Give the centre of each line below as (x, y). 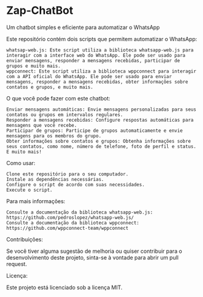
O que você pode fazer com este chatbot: (58, 98)
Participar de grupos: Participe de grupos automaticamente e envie (95, 131)
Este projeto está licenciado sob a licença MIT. (65, 287)
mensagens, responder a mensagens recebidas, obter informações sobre (97, 82)
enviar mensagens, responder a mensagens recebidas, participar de (93, 60)
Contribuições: (25, 239)
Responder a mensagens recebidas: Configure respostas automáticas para (100, 120)
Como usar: (21, 163)
